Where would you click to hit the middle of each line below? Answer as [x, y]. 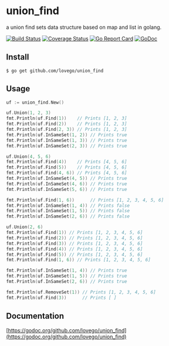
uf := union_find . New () [35, 102]
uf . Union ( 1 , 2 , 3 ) [28, 113]
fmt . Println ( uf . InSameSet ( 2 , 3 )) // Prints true [67, 146]
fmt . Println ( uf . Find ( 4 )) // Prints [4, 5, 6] [67, 162]
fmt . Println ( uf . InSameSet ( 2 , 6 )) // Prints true [67, 282]
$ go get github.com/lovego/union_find [55, 71]
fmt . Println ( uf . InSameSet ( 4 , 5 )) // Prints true [67, 179]
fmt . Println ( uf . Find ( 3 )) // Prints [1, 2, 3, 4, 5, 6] [75, 243]
